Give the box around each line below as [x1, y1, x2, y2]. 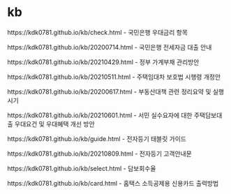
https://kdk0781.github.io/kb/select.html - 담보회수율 [7, 164, 156, 172]
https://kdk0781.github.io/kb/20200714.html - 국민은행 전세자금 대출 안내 [7, 43, 212, 51]
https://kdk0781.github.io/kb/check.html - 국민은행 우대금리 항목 [7, 28, 188, 36]
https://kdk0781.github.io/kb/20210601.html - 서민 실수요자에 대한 [7, 111, 193, 119]
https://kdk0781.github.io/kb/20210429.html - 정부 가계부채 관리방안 [7, 57, 200, 66]
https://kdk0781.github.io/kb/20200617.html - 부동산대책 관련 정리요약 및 [7, 87, 211, 96]
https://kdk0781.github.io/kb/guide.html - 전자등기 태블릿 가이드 [7, 134, 187, 143]
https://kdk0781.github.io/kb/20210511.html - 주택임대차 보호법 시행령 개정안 [7, 73, 221, 81]
